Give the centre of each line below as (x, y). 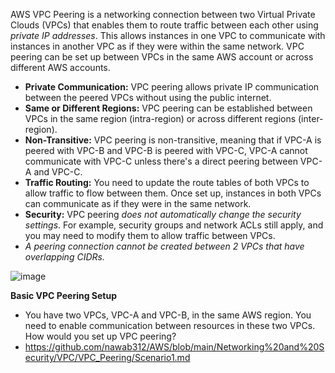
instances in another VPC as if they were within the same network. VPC (157, 46)
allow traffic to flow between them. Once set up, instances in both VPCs (173, 193)
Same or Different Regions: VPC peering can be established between (168, 108)
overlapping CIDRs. (64, 257)
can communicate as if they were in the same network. (138, 203)
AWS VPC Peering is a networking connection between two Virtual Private (163, 14)
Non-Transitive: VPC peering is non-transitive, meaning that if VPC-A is (173, 140)
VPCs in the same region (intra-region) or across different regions (160, 118)
